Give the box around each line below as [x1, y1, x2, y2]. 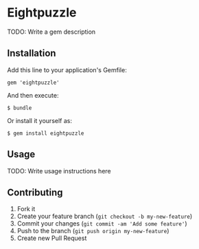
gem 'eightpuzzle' [7, 79, 60, 86]
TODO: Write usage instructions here [7, 166, 111, 175]
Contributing [7, 186, 63, 198]
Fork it [16, 205, 36, 213]
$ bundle [7, 105, 32, 111]
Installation [7, 47, 56, 59]
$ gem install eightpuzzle [7, 129, 84, 137]
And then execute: [7, 91, 59, 99]
